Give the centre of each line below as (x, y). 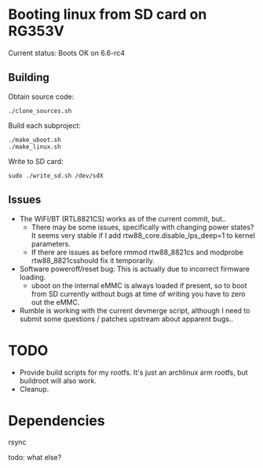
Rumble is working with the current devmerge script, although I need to (135, 310)
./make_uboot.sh (35, 140)
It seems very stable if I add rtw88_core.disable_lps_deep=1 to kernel (143, 235)
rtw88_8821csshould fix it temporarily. (93, 260)
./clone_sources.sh (40, 111)
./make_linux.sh (35, 147)
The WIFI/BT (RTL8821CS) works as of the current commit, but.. (122, 218)
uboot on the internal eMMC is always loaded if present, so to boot (139, 285)
